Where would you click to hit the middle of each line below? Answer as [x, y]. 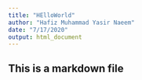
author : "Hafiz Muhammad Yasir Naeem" [71, 23]
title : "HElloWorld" [42, 15]
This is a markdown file [66, 68]
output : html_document [45, 37]
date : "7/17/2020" [38, 30]
